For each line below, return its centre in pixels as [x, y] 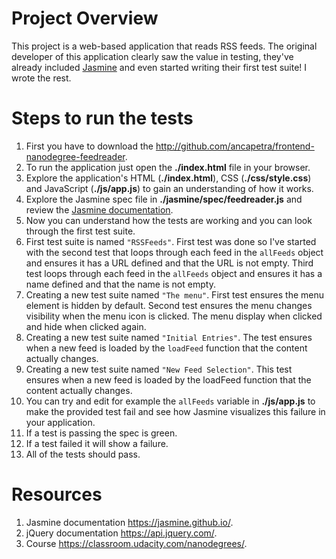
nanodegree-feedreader [75, 156]
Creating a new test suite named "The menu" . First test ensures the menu [175, 294]
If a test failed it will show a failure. [97, 443]
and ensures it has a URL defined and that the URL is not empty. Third [169, 263]
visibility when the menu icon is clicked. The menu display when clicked [174, 316]
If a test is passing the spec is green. [101, 433]
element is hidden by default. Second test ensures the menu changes [169, 305]
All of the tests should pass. [83, 454]
